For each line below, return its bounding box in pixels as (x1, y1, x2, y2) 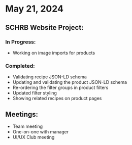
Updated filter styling (12, 90, 57, 96)
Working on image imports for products (12, 50, 95, 56)
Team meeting (12, 123, 43, 129)
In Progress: (5, 38, 36, 45)
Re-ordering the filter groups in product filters (12, 84, 109, 91)
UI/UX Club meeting (12, 134, 55, 140)
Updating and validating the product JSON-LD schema (12, 79, 127, 85)
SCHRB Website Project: (5, 23, 84, 32)
